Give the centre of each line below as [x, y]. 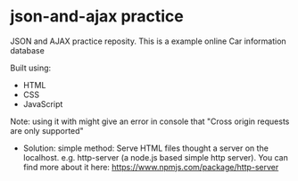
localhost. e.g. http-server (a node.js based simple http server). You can [155, 157]
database [28, 50]
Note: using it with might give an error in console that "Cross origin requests [150, 121]
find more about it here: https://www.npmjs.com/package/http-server [151, 167]
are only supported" [47, 130]
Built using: [31, 68]
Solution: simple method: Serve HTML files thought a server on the [145, 148]
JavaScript [43, 103]
